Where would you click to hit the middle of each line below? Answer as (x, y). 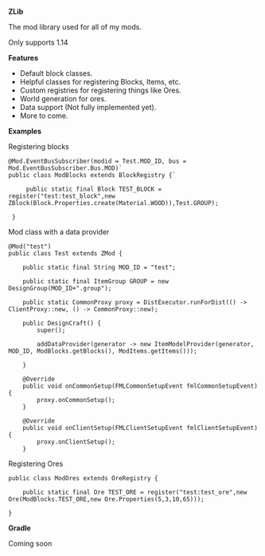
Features (23, 58)
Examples (25, 131)
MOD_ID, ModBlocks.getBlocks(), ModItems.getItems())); (103, 351)
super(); (51, 330)
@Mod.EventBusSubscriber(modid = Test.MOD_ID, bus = (97, 161)
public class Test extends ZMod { (66, 254)
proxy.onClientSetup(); (76, 442)
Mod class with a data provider (59, 232)
